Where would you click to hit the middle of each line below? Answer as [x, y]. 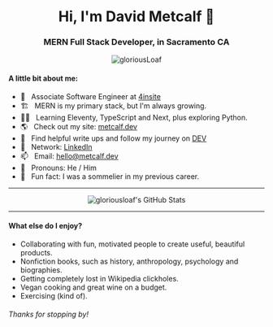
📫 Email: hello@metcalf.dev [69, 156]
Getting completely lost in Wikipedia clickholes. [99, 278]
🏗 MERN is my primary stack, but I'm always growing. [113, 106]
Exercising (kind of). [54, 295]
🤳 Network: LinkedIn [56, 146]
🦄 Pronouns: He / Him [58, 168]
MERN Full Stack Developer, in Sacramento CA [136, 42]
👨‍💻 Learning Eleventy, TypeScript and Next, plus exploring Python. [134, 117]
